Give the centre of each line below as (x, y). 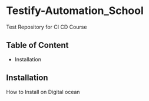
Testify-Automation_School (75, 11)
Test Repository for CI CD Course (47, 27)
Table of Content (37, 45)
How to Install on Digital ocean (43, 92)
